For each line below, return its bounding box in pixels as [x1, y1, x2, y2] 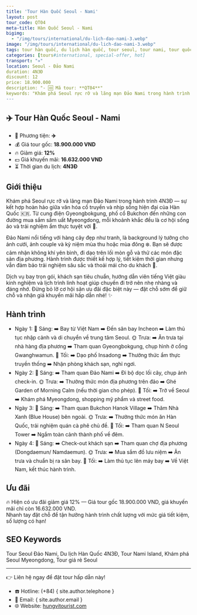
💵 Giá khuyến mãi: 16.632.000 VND [14, 156, 103, 163]
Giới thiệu [6, 182, 42, 191]
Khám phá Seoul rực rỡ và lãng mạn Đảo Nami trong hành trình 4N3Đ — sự [6, 197, 187, 204]
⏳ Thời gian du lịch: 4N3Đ [14, 163, 78, 170]
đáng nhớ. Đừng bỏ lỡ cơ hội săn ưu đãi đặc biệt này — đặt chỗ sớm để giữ [6, 285, 187, 293]
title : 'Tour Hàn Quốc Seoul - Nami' [6, 8, 98, 15]
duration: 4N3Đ [6, 69, 43, 75]
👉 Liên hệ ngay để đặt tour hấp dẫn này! [6, 573, 106, 580]
